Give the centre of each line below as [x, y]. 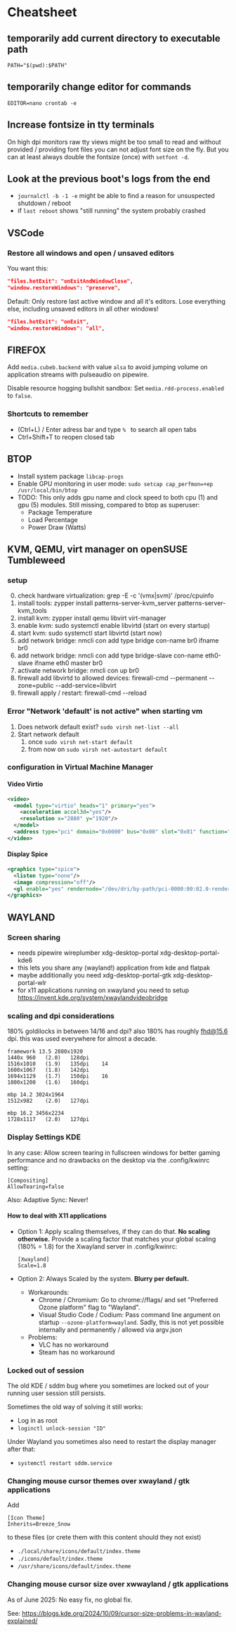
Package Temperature [60, 512]
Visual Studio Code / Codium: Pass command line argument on [129, 1314]
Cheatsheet [42, 12]
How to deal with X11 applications [57, 1216]
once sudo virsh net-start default [80, 741]
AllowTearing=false [36, 1187]
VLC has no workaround [73, 1344]
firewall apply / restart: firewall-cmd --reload [82, 693]
